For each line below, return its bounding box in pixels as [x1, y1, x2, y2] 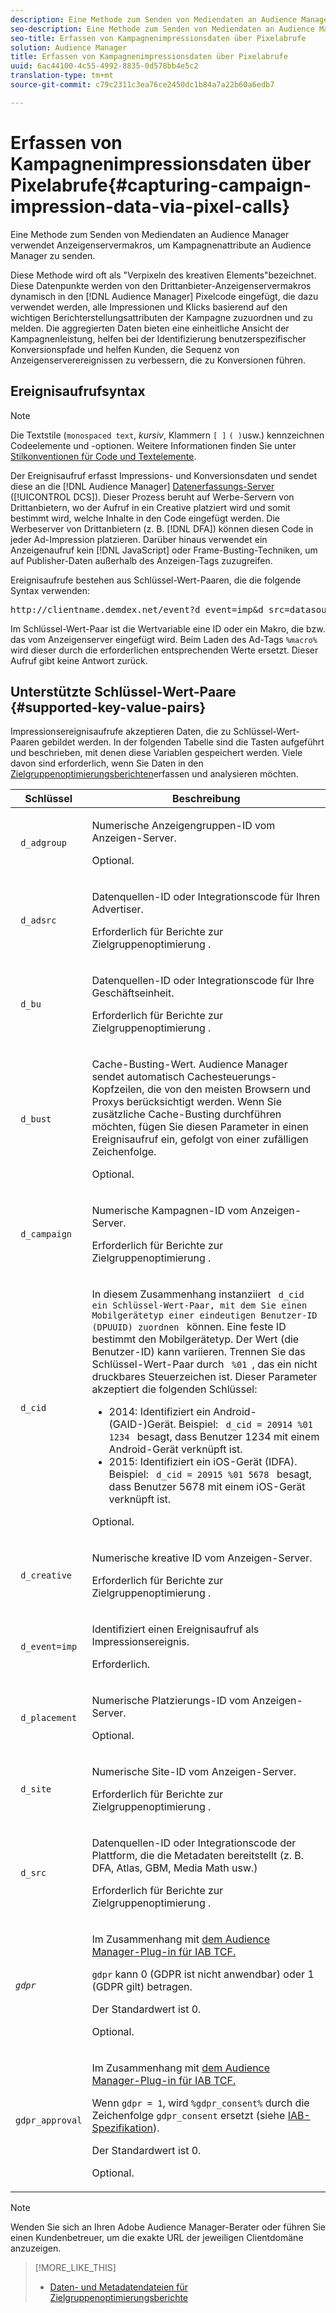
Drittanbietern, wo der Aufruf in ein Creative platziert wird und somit [10, 501, 291, 513]
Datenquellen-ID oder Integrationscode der [91, 1836, 297, 1850]
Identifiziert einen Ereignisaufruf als [91, 1622, 260, 1636]
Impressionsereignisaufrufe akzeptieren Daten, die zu [10, 726, 232, 738]
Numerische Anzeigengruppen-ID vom [91, 819, 276, 833]
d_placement [20, 1712, 78, 1724]
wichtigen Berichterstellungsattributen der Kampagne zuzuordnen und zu [10, 311, 313, 323]
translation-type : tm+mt [10, 71, 114, 81]
